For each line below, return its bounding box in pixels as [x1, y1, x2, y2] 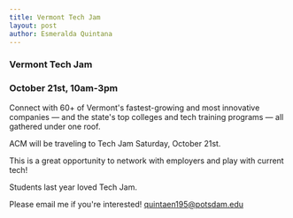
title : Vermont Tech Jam [9, 12, 101, 22]
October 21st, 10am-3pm [9, 82, 118, 94]
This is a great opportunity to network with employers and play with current [9, 155, 285, 166]
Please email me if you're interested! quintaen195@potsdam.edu [9, 199, 244, 209]
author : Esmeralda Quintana [9, 29, 113, 38]
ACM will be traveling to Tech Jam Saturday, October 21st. [9, 138, 221, 148]
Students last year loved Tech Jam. [9, 182, 137, 192]
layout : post [9, 21, 58, 30]
